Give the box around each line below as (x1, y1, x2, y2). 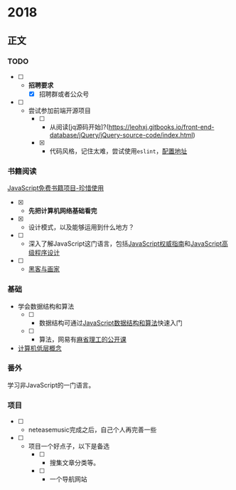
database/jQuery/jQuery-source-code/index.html (49, 130, 193, 139)
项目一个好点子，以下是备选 (28, 442, 110, 451)
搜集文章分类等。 (49, 459, 100, 467)
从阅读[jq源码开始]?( (49, 123, 109, 131)
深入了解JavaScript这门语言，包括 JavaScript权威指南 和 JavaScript (28, 239, 222, 248)
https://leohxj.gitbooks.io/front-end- (108, 123, 215, 131)
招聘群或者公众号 (38, 90, 90, 98)
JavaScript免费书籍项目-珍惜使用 (7, 184, 104, 192)
